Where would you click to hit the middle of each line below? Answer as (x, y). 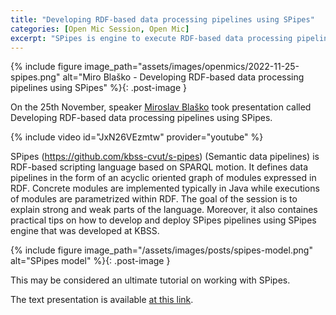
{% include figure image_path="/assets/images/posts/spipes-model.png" (161, 250)
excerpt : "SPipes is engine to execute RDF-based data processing (151, 38)
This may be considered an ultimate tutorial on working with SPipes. (150, 280)
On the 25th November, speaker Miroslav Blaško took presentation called (161, 107)
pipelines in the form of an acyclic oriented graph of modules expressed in (163, 178)
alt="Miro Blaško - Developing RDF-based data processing (183, 77)
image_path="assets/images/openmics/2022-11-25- (192, 67)
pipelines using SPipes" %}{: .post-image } (98, 88)
